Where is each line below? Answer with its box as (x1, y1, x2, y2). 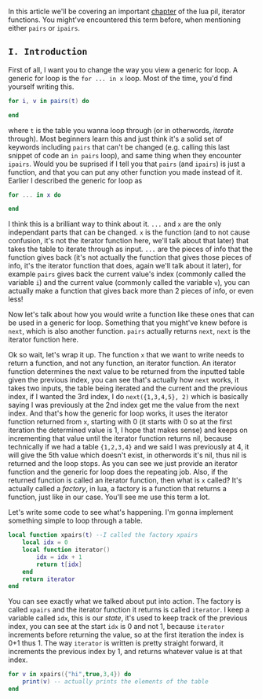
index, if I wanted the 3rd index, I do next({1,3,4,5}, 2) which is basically (8, 392, 249, 401)
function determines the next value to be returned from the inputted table (8, 367, 246, 376)
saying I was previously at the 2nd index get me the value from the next (8, 401, 239, 410)
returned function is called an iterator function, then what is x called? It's (8, 475, 242, 485)
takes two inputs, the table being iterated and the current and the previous (8, 383, 249, 393)
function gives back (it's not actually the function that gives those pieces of (8, 253, 253, 262)
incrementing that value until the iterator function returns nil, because (8, 434, 233, 443)
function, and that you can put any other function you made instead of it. (8, 167, 243, 176)
